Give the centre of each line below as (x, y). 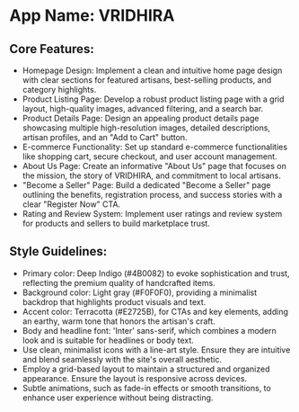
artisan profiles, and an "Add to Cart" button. (105, 137)
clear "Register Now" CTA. (71, 204)
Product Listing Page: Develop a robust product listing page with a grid (153, 99)
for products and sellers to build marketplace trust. (116, 223)
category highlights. (59, 90)
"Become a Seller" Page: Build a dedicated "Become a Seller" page (146, 185)
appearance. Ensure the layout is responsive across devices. (135, 378)
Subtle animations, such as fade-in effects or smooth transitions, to (146, 388)
